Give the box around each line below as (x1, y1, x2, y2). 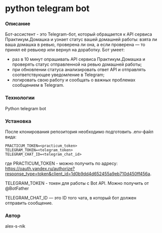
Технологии (5, 95, 35, 101)
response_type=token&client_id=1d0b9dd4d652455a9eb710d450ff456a (5, 171, 150, 177)
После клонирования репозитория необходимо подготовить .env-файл (5, 129, 154, 135)
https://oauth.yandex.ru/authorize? (5, 166, 75, 172)
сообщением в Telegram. (12, 82, 64, 88)
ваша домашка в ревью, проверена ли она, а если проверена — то (5, 42, 145, 48)
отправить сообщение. (5, 200, 53, 206)
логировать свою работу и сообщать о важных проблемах (12, 77, 136, 83)
